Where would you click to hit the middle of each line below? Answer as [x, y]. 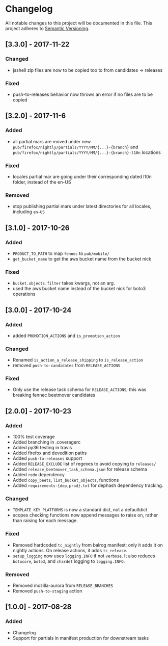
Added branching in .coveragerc [47, 442]
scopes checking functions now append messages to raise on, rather [85, 515]
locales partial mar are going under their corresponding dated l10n [82, 176]
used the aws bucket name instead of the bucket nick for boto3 [79, 289]
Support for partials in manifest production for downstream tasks [81, 638]
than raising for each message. [45, 521]
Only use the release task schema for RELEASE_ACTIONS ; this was [79, 390]
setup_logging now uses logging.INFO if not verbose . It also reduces [84, 556]
